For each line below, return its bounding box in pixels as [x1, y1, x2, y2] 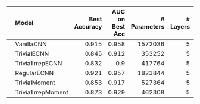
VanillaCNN [15, 40, 48, 48]
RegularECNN [15, 69, 54, 77]
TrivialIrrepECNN [15, 59, 62, 67]
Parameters [130, 23, 165, 30]
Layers [170, 23, 190, 30]
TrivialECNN [15, 50, 49, 58]
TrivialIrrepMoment [15, 89, 68, 96]
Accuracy [74, 23, 102, 30]
